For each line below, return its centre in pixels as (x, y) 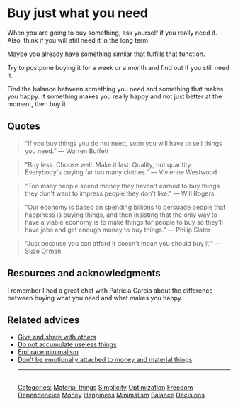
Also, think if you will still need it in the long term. (79, 40)
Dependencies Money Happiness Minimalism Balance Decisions (111, 395)
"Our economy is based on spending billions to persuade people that (125, 207)
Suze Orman (43, 251)
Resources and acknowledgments (84, 273)
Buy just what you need (78, 13)
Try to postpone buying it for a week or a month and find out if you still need (118, 67)
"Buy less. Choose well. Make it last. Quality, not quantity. (108, 164)
